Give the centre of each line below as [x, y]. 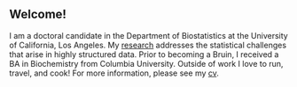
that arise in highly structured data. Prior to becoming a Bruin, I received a [144, 54]
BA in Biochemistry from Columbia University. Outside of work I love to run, [146, 63]
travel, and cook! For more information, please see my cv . [114, 73]
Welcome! [38, 14]
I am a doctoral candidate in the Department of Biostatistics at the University [148, 35]
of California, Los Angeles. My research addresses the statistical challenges [148, 45]
